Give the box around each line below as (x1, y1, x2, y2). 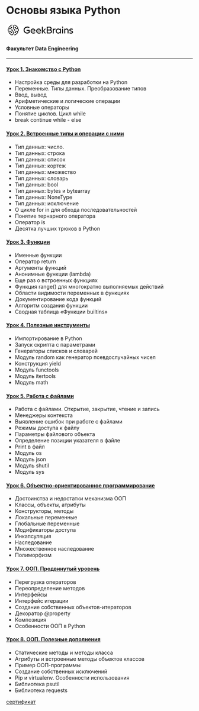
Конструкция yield (14, 360, 61, 367)
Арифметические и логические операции (14, 98, 120, 105)
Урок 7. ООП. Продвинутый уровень (6, 565, 100, 572)
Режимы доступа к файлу (14, 424, 80, 432)
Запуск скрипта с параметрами (14, 341, 96, 348)
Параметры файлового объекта (14, 431, 95, 438)
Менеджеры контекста (14, 412, 73, 419)
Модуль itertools (14, 372, 56, 379)
